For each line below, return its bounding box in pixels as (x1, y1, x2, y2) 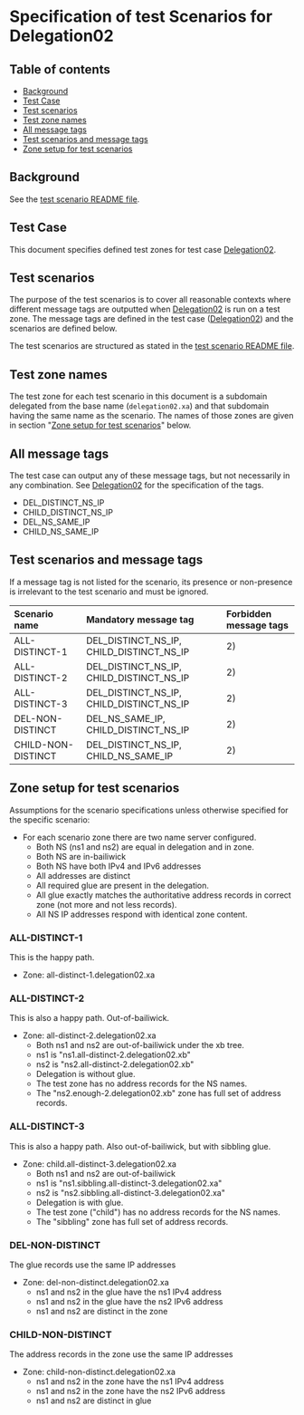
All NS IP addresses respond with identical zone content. (35, 909, 248, 919)
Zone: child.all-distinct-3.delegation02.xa (22, 1158, 176, 1170)
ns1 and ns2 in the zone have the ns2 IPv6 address (35, 1386, 226, 1397)
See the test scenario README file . (9, 193, 140, 205)
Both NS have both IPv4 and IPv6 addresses (35, 861, 202, 871)
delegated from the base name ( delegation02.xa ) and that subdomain (9, 400, 270, 411)
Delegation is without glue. (35, 1069, 136, 1080)
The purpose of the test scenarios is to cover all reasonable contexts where (9, 294, 291, 305)
